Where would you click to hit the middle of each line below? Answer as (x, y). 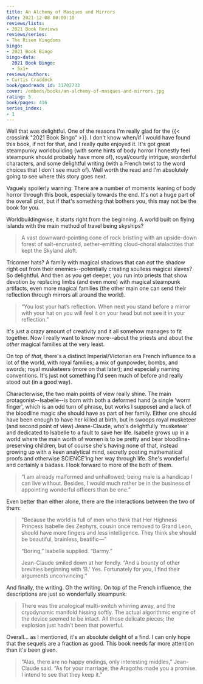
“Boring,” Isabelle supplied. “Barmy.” (67, 551)
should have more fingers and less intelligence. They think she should (108, 533)
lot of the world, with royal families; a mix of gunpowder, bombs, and (92, 362)
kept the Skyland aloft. (49, 251)
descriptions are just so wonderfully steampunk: (67, 594)
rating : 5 (19, 97)
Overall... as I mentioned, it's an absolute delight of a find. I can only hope (98, 637)
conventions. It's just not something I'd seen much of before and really (95, 376)
